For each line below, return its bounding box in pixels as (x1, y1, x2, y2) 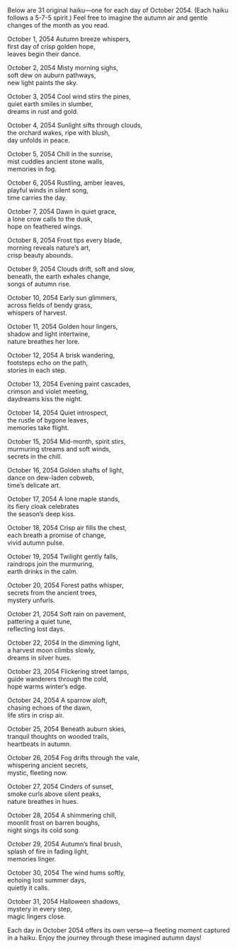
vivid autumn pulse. (7, 539, 65, 547)
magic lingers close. (7, 912, 66, 921)
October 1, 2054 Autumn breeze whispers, (7, 35, 131, 43)
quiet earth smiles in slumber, (7, 100, 93, 108)
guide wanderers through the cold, (7, 675, 108, 683)
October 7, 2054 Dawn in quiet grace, (7, 207, 117, 215)
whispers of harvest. (7, 309, 67, 317)
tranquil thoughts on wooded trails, (7, 732, 110, 740)
